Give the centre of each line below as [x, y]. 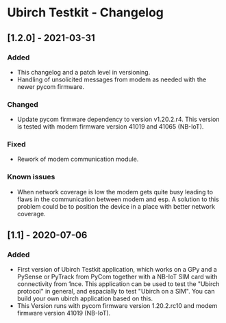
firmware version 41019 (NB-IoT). [64, 313]
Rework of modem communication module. [78, 159]
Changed [23, 104]
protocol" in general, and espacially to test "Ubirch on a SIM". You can [116, 292]
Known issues [31, 177]
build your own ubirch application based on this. [85, 298]
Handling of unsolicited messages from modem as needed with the [112, 79]
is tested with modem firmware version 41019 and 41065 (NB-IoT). [110, 127]
